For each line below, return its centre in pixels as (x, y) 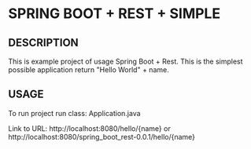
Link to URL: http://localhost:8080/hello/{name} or (89, 128)
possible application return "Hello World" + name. (89, 70)
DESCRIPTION (43, 43)
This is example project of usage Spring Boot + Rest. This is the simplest (125, 61)
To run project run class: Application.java (74, 113)
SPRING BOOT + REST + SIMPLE (114, 14)
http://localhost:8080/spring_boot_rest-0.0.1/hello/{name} (102, 136)
